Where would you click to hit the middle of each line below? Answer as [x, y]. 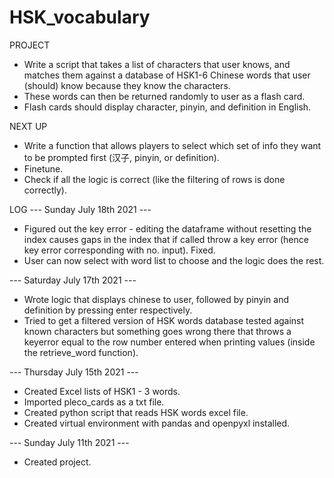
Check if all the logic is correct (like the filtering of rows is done [154, 179]
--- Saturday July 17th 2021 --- [73, 280]
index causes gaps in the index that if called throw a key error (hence [166, 239]
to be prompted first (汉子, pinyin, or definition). [121, 157]
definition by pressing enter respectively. [108, 310]
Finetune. [43, 168]
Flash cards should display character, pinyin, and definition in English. [167, 107]
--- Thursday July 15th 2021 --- [74, 372]
